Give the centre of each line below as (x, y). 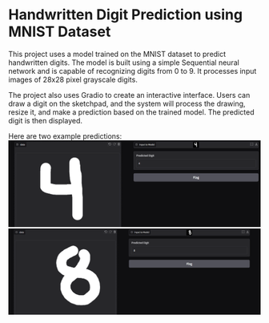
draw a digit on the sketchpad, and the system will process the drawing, (127, 103)
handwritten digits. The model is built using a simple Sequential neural (124, 63)
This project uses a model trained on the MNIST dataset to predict (117, 54)
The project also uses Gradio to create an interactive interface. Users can (129, 95)
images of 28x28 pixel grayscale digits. (73, 79)
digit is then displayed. (45, 120)
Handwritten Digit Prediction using (125, 15)
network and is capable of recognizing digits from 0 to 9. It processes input (132, 71)
